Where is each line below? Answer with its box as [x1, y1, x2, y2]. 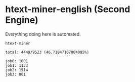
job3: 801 [5, 72, 26, 77]
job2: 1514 [5, 67, 28, 72]
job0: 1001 [5, 58, 28, 64]
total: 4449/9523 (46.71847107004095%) [5, 50, 89, 55]
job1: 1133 [5, 63, 28, 68]
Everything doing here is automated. [5, 31, 81, 37]
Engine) [5, 14, 39, 26]
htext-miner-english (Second [5, 4, 130, 15]
